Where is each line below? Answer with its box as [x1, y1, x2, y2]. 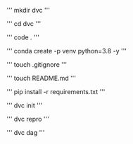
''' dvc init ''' [6, 101, 43, 110]
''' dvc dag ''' [6, 129, 45, 136]
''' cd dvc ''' [6, 20, 42, 27]
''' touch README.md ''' [6, 74, 77, 82]
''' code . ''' [6, 33, 40, 41]
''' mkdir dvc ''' [6, 6, 51, 14]
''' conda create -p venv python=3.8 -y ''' [6, 47, 127, 55]
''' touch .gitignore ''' [6, 60, 68, 69]
